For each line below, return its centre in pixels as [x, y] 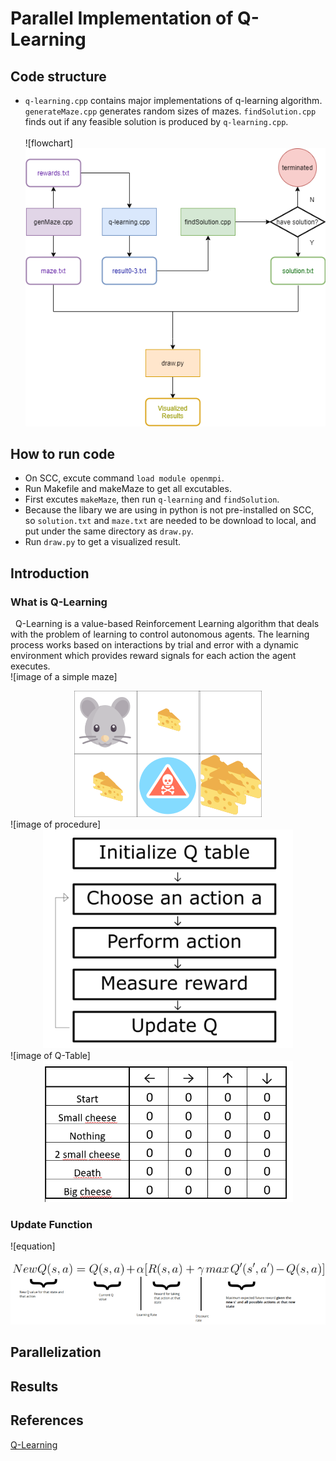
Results [34, 1386]
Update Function [51, 1224]
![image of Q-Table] [50, 1055]
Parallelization [56, 1352]
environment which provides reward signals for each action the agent [153, 656]
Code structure [58, 76]
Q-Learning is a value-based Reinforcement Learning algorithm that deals [167, 624]
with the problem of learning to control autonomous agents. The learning [160, 634]
